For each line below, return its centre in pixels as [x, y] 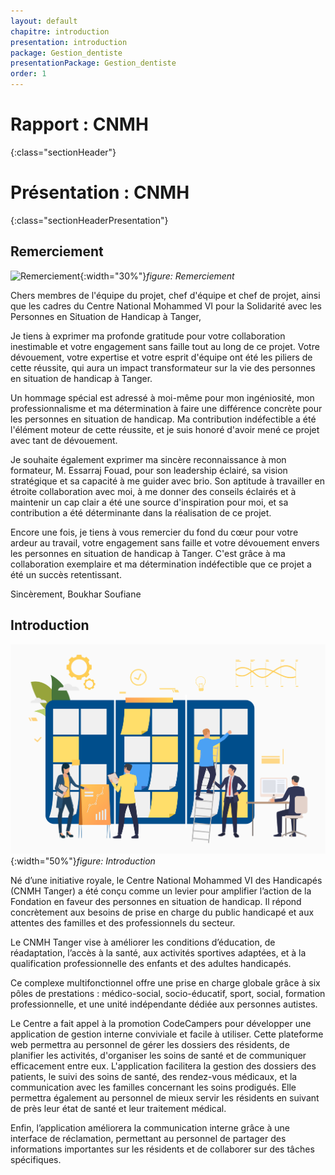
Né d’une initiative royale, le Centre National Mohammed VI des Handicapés [166, 880]
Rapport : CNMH [79, 124]
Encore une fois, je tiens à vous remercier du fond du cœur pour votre [154, 532]
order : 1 [28, 74]
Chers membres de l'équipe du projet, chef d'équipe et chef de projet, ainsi [165, 295]
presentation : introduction [69, 42]
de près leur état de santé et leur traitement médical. [118, 1108]
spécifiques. [36, 1159]
